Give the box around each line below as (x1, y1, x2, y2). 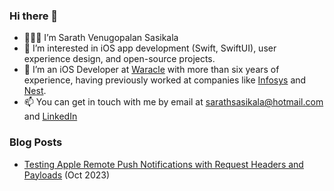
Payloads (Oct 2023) (23, 169, 111, 181)
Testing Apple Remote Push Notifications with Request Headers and (23, 158, 304, 170)
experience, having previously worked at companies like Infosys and (23, 74, 307, 86)
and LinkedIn (23, 110, 78, 123)
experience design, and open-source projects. (23, 53, 216, 65)
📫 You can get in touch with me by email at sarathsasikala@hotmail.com (23, 96, 324, 108)
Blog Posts (9, 135, 63, 149)
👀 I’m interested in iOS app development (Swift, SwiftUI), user (23, 42, 277, 54)
